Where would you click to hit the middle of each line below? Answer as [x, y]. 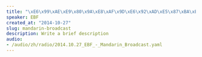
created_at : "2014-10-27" [38, 23]
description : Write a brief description [58, 34]
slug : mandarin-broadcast [38, 28]
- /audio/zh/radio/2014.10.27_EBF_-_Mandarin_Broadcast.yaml [84, 45]
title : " [17, 12]
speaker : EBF [23, 17]
